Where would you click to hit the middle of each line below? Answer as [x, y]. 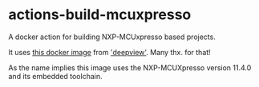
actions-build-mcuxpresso [100, 15]
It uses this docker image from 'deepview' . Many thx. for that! [109, 52]
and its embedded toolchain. [55, 76]
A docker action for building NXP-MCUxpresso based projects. [112, 37]
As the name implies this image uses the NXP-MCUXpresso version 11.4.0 [130, 67]
